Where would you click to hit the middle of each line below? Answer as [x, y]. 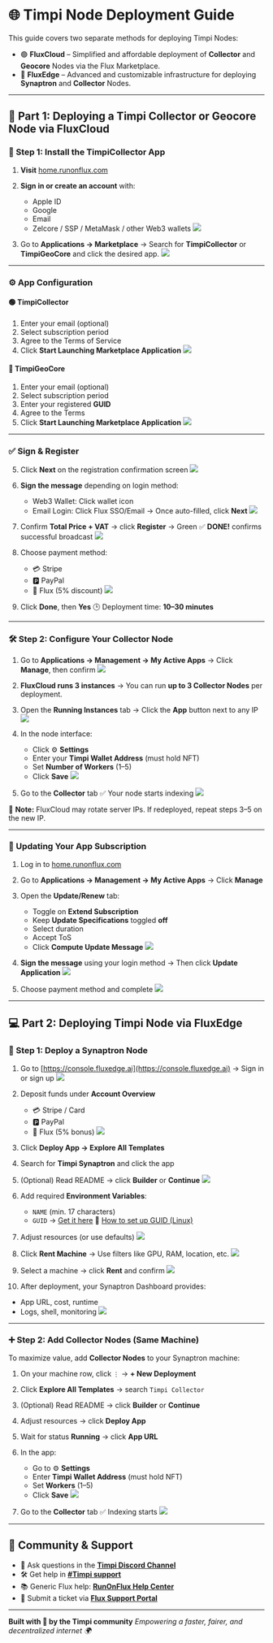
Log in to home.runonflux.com [71, 864]
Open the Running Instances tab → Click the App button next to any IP [139, 709]
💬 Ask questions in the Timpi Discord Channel [98, 1565]
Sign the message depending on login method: [99, 486]
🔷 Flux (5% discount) [67, 591]
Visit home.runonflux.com [64, 170]
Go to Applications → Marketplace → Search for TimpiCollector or [133, 244]
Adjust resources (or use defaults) [78, 1237]
